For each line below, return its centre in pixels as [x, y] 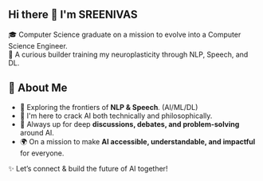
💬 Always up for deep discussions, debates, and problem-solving [130, 124]
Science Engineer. [38, 45]
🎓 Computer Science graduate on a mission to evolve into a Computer [125, 34]
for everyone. [42, 153]
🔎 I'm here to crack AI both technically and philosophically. [116, 116]
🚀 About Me [38, 88]
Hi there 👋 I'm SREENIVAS [73, 15]
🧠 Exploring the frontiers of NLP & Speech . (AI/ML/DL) [109, 107]
